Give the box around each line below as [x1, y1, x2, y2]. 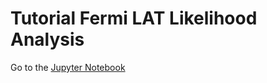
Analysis [10, 28, 85, 51]
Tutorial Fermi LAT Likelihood [10, 7, 258, 30]
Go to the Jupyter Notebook [10, 61, 126, 73]
